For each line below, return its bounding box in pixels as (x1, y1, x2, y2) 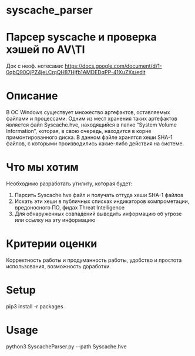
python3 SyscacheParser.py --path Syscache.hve (6, 342, 127, 350)
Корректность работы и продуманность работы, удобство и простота (6, 257, 182, 264)
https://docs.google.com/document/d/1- (64, 62, 163, 69)
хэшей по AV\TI (6, 43, 85, 56)
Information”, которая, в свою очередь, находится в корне (6, 128, 152, 135)
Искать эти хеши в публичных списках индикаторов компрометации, (14, 198, 190, 205)
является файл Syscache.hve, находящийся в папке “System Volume (6, 121, 177, 128)
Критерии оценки (6, 237, 97, 251)
